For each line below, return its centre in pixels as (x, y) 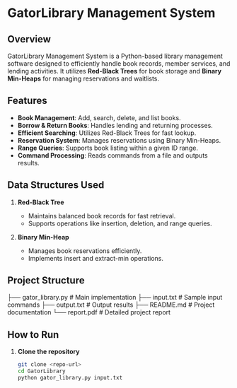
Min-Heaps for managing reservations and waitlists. (83, 78)
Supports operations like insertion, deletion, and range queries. (120, 223)
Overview (29, 39)
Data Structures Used (56, 185)
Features (27, 101)
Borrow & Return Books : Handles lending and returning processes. (115, 125)
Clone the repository (48, 352)
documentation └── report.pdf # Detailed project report (89, 312)
